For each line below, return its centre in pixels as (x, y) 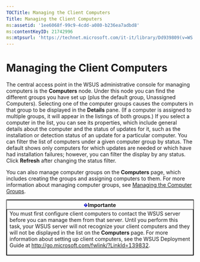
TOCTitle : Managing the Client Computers (58, 13)
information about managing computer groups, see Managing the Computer (99, 185)
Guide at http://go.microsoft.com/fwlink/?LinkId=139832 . (80, 245)
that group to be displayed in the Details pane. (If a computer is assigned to (99, 110)
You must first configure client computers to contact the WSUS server (95, 213)
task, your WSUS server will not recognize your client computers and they (100, 226)
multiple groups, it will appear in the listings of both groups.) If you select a (98, 116)
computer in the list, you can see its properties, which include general (92, 123)
